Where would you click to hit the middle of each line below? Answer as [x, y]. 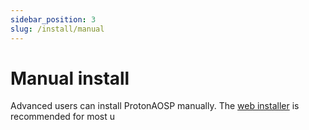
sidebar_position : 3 [53, 19]
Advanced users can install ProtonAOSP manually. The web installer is [155, 106]
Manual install [70, 78]
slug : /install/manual [57, 29]
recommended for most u [63, 117]
